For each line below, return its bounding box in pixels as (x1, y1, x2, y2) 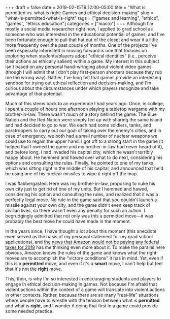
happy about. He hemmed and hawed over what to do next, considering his (5, 154, 163, 161)
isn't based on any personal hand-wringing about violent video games (5, 63, 152, 70)
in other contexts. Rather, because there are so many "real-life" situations (5, 292, 159, 298)
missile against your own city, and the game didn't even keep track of (5, 202, 151, 208)
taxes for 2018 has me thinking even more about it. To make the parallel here (5, 244, 165, 250)
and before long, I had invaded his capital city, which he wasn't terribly (5, 149, 153, 155)
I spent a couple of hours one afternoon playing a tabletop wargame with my (5, 106, 165, 112)
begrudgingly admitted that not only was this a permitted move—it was (5, 213, 154, 219)
